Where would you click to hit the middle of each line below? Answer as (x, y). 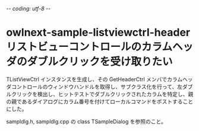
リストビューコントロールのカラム (89, 47)
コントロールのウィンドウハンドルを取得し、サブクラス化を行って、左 (97, 87)
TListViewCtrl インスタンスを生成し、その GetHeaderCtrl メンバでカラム (94, 79)
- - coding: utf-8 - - (29, 9)
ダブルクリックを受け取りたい (100, 62)
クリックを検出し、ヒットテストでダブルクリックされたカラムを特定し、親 (102, 94)
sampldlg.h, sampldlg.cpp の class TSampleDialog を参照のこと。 (86, 122)
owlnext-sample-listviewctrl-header (98, 33)
